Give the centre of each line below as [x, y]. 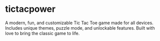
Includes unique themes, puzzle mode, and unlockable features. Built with [80, 28]
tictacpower [30, 9]
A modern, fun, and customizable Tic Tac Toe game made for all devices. [79, 23]
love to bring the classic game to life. [42, 33]
